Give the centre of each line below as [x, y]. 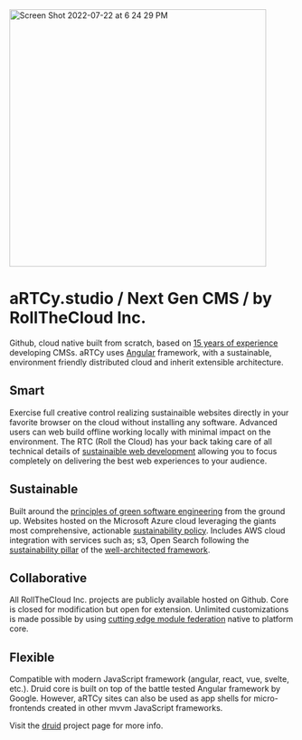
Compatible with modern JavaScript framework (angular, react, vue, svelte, [149, 679]
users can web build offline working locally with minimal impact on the [140, 432]
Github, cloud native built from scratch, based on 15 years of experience [144, 343]
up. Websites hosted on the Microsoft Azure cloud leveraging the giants [143, 521]
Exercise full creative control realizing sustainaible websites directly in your [149, 413]
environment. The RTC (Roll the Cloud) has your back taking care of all [141, 441]
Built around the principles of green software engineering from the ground [147, 511]
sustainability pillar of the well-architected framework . [110, 550]
